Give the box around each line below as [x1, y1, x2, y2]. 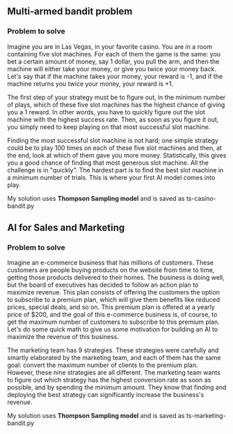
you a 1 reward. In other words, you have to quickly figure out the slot [7, 107, 205, 116]
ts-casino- [186, 194, 217, 202]
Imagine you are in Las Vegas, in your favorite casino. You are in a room [7, 42, 213, 51]
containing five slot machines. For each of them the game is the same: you [7, 50, 221, 58]
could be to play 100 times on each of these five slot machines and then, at [7, 143, 223, 152]
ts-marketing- [186, 412, 226, 420]
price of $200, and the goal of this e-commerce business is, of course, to [7, 310, 218, 319]
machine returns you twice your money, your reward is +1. [7, 80, 174, 88]
